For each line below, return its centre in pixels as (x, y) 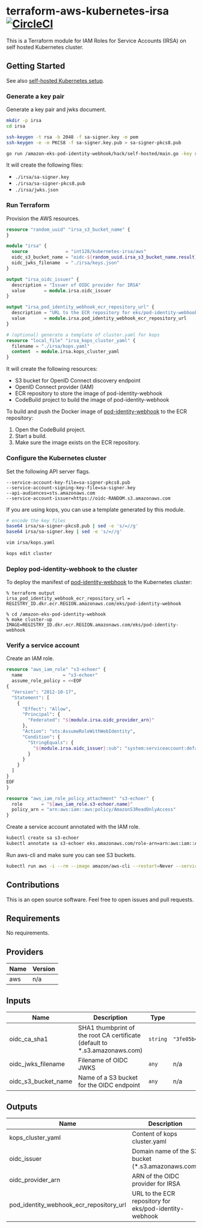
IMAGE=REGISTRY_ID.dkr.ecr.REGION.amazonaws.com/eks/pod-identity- (93, 625)
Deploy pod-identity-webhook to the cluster (72, 569)
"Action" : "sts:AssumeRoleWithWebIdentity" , (79, 731)
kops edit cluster (29, 554)
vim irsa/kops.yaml (31, 543)
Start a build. (31, 436)
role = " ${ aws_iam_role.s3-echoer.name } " (72, 804)
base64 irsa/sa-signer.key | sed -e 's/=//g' (64, 532)
